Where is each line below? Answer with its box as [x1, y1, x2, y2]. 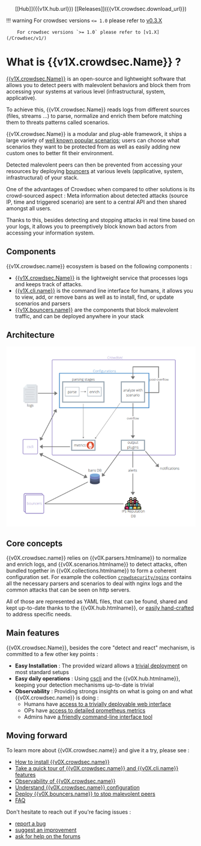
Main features [6, 628, 60, 639]
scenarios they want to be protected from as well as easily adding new [6, 143, 181, 150]
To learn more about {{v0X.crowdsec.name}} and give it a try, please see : [6, 746, 190, 753]
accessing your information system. [6, 229, 95, 236]
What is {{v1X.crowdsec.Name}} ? [6, 55, 181, 69]
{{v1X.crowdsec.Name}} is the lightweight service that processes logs [14, 274, 188, 281]
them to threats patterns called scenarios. [6, 118, 110, 126]
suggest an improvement [14, 826, 77, 833]
